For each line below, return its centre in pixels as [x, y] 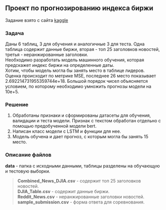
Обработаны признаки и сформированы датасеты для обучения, [82, 115]
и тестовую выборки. [28, 171]
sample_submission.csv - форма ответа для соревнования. [81, 202]
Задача [14, 33]
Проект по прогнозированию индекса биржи [79, 8]
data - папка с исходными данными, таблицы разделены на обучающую [83, 166]
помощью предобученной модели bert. [54, 126]
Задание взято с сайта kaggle [37, 20]
